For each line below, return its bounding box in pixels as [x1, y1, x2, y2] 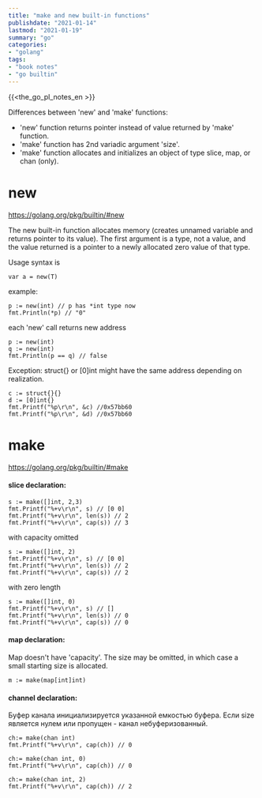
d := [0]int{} [8, 396, 55, 404]
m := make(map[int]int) [8, 676, 87, 684]
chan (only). [19, 156, 59, 166]
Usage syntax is [8, 258, 61, 267]
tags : [8, 56, 26, 64]
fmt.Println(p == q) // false [8, 352, 108, 359]
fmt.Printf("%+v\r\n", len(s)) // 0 [8, 612, 129, 619]
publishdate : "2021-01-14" [8, 19, 97, 27]
